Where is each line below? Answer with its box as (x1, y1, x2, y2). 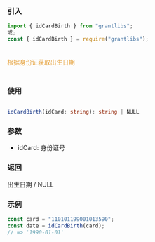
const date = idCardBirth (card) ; (7, 222, 105, 229)
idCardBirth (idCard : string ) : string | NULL (7, 109, 140, 116)
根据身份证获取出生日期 (7, 58, 75, 66)
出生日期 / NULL (7, 180, 54, 189)
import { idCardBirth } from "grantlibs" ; (7, 22, 133, 29)
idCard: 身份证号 (17, 144, 65, 152)
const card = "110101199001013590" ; (7, 215, 114, 222)
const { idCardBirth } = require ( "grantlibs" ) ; (7, 36, 149, 43)
